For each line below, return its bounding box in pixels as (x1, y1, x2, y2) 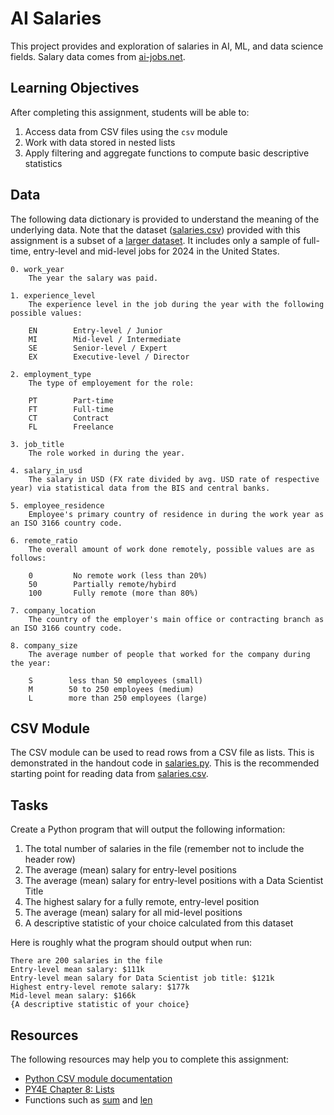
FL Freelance (28, 422, 114, 432)
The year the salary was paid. (28, 273, 159, 283)
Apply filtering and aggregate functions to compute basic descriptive (24, 147, 310, 159)
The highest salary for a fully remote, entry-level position (24, 896, 260, 908)
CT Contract (28, 413, 110, 423)
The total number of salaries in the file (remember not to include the (24, 843, 305, 855)
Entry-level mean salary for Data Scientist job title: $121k (10, 973, 275, 984)
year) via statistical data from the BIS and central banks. (10, 483, 271, 493)
